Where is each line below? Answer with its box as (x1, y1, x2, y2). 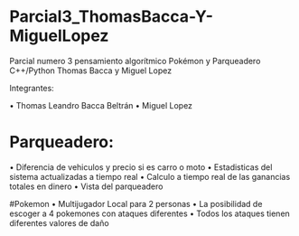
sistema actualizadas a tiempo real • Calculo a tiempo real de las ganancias (9, 171, 291, 182)
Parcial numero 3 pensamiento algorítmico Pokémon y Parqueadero (9, 55, 261, 66)
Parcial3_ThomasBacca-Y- (9, 6, 214, 27)
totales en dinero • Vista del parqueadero (9, 181, 164, 192)
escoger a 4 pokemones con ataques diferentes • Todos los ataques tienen (9, 208, 291, 219)
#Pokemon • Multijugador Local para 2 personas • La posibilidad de (9, 198, 263, 209)
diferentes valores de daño (9, 217, 110, 228)
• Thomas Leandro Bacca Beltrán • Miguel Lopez (9, 99, 192, 110)
